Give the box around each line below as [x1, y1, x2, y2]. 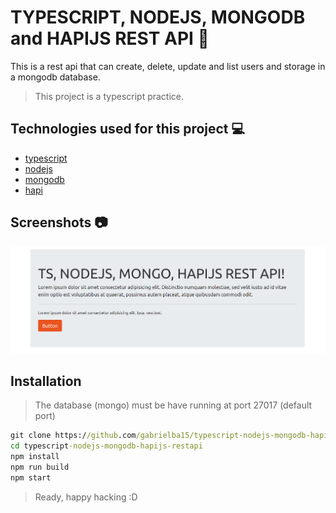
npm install [10, 452, 60, 462]
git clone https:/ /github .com [10, 431, 137, 441]
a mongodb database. [10, 71, 101, 83]
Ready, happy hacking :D [34, 491, 138, 503]
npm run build [10, 462, 70, 472]
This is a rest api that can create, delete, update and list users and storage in [10, 60, 326, 72]
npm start [10, 472, 52, 483]
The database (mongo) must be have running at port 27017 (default [34, 399, 313, 411]
